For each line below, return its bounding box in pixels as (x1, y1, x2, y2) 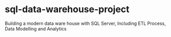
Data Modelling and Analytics (5, 25, 67, 31)
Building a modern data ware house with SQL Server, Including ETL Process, (5, 20, 166, 26)
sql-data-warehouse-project (5, 4, 130, 15)
